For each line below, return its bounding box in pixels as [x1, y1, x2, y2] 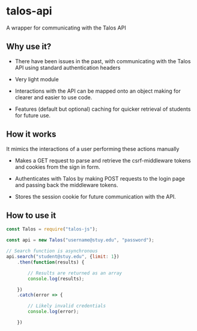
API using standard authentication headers [14, 64, 121, 71]
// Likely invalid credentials [28, 303, 106, 309]
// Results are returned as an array [28, 270, 122, 276]
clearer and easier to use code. [14, 93, 92, 101]
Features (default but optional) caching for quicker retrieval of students [14, 105, 191, 113]
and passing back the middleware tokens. [14, 181, 118, 188]
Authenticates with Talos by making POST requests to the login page [14, 175, 185, 182]
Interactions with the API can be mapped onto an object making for [14, 87, 181, 94]
